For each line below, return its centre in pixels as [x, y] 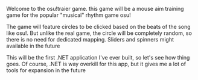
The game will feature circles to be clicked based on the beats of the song [99, 27]
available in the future [33, 46]
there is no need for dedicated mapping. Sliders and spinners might [90, 39]
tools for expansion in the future [46, 70]
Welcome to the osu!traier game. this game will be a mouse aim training [95, 9]
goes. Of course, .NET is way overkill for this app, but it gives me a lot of [96, 64]
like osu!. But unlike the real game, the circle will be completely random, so [99, 33]
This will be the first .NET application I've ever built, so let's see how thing [98, 57]
